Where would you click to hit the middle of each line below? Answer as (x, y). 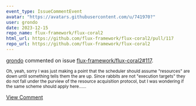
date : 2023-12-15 (27, 28)
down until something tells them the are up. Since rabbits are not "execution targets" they (96, 76)
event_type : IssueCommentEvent (44, 11)
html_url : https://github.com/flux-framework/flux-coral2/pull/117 (90, 38)
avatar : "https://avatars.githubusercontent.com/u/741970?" (81, 17)
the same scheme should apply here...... (46, 86)
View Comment (25, 97)
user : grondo (22, 22)
